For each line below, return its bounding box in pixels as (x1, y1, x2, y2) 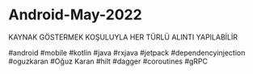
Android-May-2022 (8, 6, 143, 24)
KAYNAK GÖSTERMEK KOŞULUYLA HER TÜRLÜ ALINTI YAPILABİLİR (8, 32, 238, 42)
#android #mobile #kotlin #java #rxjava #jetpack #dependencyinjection (8, 47, 246, 57)
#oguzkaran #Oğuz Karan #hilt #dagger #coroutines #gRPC (8, 56, 209, 66)
